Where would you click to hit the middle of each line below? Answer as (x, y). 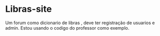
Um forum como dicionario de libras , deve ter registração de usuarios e (80, 23)
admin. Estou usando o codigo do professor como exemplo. (67, 28)
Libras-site (29, 9)
